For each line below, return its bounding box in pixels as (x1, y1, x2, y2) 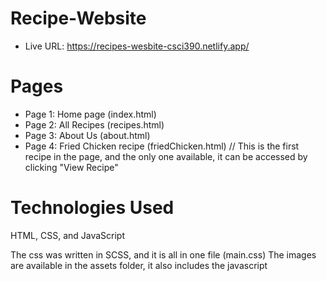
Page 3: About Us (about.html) (24, 129, 151, 141)
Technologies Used (10, 197, 175, 219)
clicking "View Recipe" (24, 161, 119, 173)
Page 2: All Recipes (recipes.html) (24, 118, 165, 131)
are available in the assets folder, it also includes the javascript (10, 259, 268, 271)
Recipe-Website (10, 7, 147, 30)
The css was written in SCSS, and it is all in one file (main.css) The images (10, 248, 317, 261)
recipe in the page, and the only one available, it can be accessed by (24, 150, 308, 162)
